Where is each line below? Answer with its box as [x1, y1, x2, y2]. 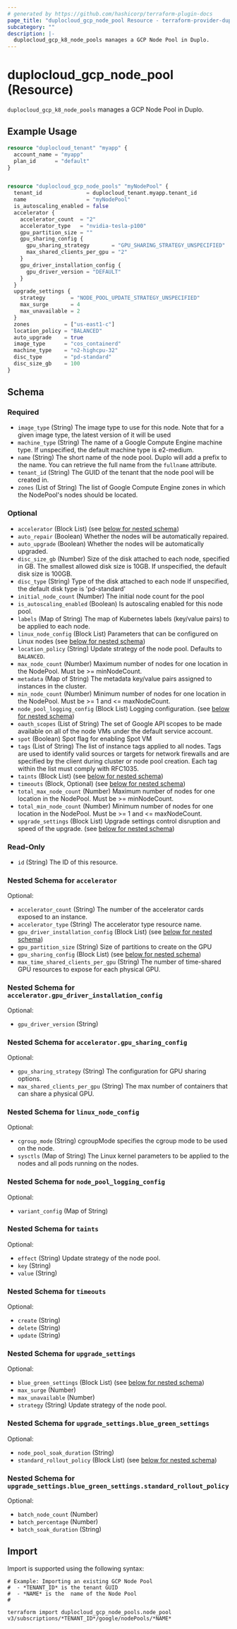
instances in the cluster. [17, 682, 87, 690]
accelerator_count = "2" [20, 216, 97, 223]
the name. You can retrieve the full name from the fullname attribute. [17, 461, 217, 469]
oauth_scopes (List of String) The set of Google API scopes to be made [17, 719, 222, 727]
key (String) [17, 1261, 51, 1270]
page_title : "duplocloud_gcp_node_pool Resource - [7, 17, 159, 24]
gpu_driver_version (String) [17, 1019, 99, 1028]
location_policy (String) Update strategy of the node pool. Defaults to [17, 644, 222, 653]
